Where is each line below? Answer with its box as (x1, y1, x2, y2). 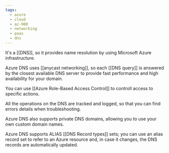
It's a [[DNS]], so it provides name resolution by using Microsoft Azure (5, 49, 152, 56)
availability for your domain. (5, 75, 63, 82)
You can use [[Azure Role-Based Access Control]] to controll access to (5, 85, 153, 91)
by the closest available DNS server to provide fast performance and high (5, 70, 158, 76)
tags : (5, 7, 17, 13)
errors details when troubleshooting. (5, 106, 81, 112)
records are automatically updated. (5, 141, 78, 147)
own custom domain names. (5, 121, 64, 127)
